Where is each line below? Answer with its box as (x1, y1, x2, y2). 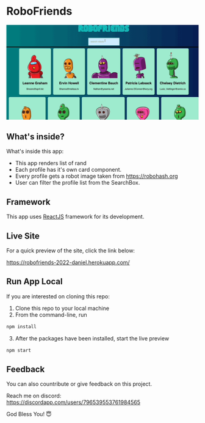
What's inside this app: (6, 148, 64, 155)
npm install (6, 323, 37, 329)
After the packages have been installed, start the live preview (15, 334, 170, 342)
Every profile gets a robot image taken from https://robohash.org (15, 172, 178, 180)
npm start (6, 347, 32, 353)
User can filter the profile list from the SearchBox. (15, 179, 140, 186)
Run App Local (6, 276, 63, 287)
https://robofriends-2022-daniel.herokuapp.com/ (6, 259, 130, 266)
